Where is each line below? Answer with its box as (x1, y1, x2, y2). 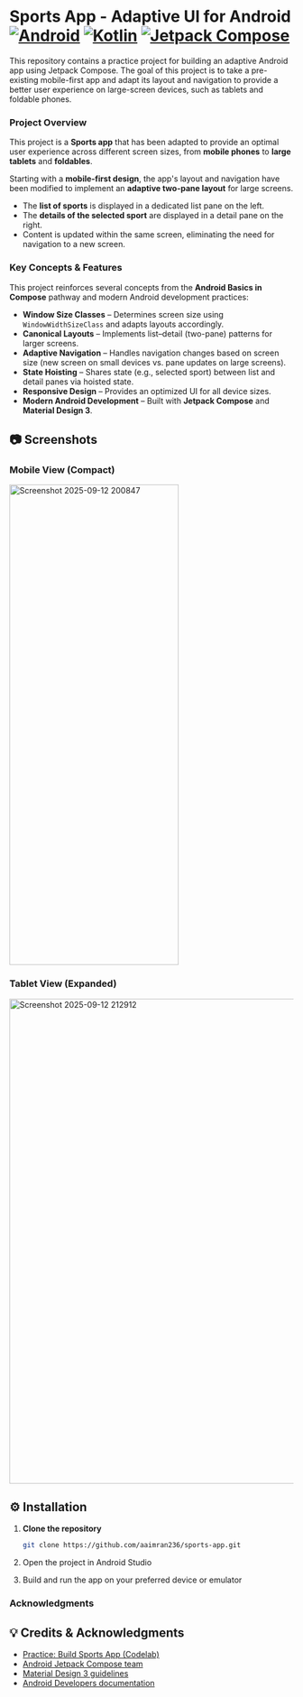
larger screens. (22, 337, 79, 348)
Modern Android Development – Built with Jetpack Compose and (22, 395, 271, 406)
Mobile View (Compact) (9, 463, 115, 475)
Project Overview (9, 115, 87, 128)
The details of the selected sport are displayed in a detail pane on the (22, 210, 284, 221)
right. (22, 219, 43, 231)
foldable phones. (9, 93, 72, 105)
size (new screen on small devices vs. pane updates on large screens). (22, 356, 287, 367)
